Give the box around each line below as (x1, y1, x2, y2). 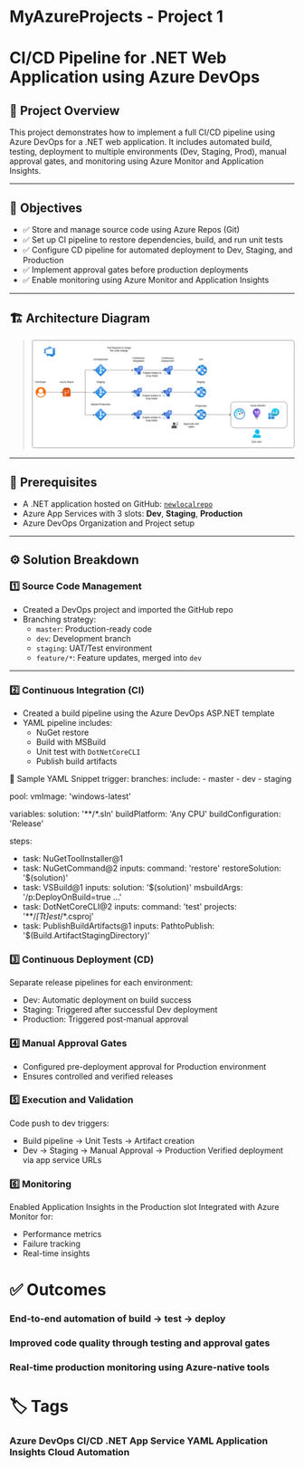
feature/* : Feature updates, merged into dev (35, 652, 202, 662)
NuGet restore (35, 727, 90, 738)
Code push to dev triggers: (9, 1118, 110, 1129)
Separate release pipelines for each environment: (9, 977, 194, 988)
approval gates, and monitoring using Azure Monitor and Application (9, 156, 264, 167)
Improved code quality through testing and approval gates (9, 1337, 271, 1349)
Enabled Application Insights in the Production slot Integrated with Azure (9, 1202, 280, 1213)
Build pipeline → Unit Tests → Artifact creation (22, 1135, 195, 1146)
